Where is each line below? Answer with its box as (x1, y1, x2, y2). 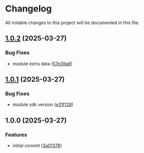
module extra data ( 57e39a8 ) (12, 61, 72, 67)
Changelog (5, 3, 52, 15)
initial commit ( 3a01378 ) (12, 142, 62, 148)
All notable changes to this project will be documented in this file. (5, 20, 140, 26)
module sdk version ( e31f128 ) (12, 101, 73, 108)
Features (5, 131, 27, 138)
